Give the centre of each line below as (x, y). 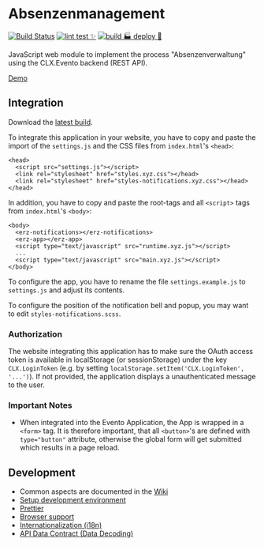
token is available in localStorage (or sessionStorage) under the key (117, 360)
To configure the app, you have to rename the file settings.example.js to (127, 281)
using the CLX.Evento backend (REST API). (78, 62)
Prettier (32, 508)
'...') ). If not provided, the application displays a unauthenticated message (132, 377)
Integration (36, 103)
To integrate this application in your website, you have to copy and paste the (132, 137)
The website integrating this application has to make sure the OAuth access (131, 352)
